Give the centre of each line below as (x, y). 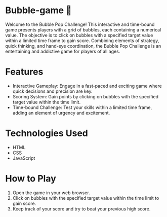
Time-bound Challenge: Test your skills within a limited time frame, (82, 107)
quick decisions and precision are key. (52, 91)
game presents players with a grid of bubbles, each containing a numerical (83, 29)
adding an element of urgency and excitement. (61, 113)
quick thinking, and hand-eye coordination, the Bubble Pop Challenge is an (83, 46)
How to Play (31, 178)
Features (24, 72)
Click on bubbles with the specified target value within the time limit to (86, 198)
